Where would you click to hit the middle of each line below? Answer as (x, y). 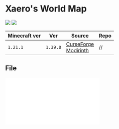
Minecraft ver (24, 36)
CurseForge (80, 44)
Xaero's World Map (46, 9)
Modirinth (78, 50)
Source (80, 36)
